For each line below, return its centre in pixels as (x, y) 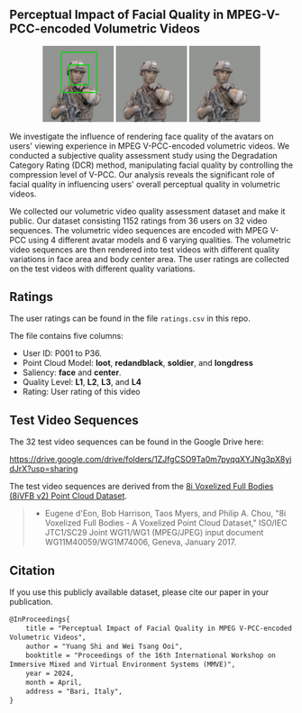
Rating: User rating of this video (81, 392)
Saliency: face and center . (72, 372)
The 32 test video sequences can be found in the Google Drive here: (137, 442)
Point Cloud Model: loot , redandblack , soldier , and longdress (138, 363)
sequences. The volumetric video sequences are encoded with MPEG (139, 230)
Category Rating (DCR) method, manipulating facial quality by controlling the (151, 165)
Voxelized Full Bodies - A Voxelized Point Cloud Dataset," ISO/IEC (166, 523)
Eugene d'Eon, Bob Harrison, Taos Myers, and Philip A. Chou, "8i (165, 514)
